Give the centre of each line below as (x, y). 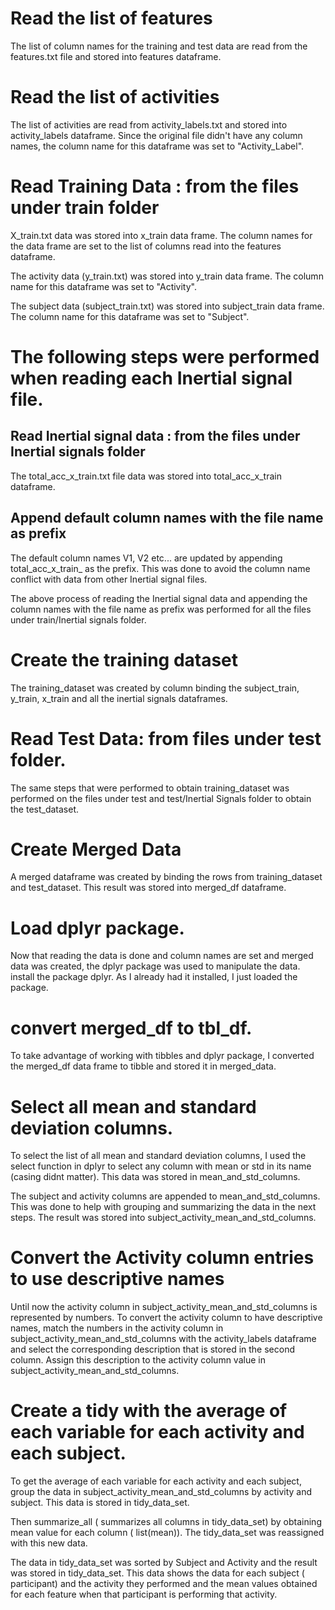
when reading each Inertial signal (151, 378)
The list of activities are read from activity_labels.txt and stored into (149, 124)
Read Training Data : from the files (155, 186)
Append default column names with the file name (167, 518)
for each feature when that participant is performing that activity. (144, 1594)
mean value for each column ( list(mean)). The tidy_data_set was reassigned (167, 1533)
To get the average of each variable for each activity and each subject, (156, 1481)
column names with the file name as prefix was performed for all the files (161, 609)
